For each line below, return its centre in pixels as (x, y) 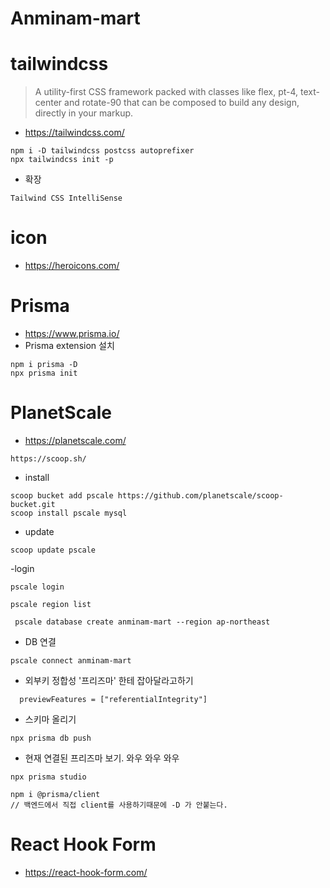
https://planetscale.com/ (75, 440)
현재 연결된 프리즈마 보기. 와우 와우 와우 (102, 758)
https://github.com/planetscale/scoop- (200, 495)
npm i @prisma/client (55, 794)
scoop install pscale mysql (69, 513)
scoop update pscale (53, 550)
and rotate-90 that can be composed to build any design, (182, 103)
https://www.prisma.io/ (72, 333)
